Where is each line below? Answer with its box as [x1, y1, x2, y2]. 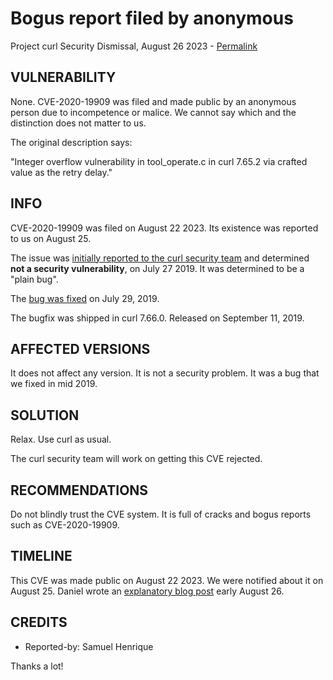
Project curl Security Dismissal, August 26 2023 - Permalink [10, 40, 258, 52]
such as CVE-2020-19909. [10, 519, 120, 531]
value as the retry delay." [10, 166, 113, 178]
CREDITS [10, 614, 68, 631]
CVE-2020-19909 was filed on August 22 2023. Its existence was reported [10, 222, 319, 234]
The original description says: [10, 136, 133, 148]
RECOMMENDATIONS [10, 482, 149, 499]
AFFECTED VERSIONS [10, 340, 151, 357]
